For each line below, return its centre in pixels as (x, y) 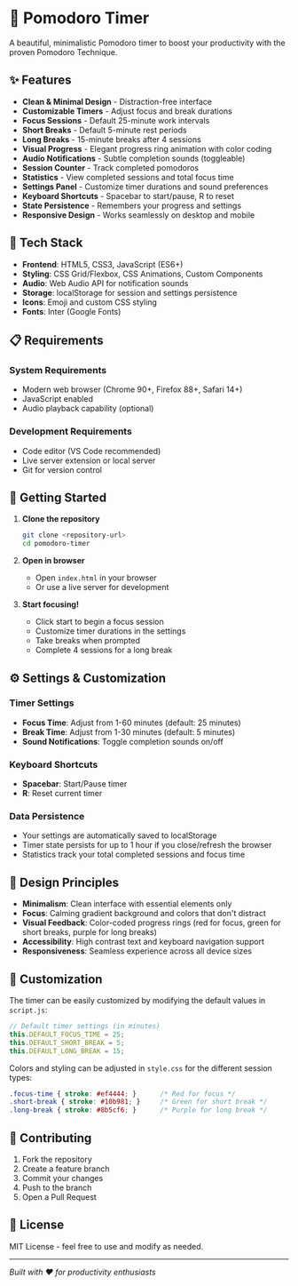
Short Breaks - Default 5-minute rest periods (105, 130)
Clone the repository (61, 519)
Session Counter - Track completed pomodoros (110, 167)
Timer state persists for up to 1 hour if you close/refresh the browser (147, 845)
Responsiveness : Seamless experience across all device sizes (137, 951)
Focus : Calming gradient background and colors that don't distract (144, 914)
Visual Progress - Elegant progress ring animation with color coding (147, 148)
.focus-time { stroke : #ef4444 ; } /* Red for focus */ (123, 1094)
